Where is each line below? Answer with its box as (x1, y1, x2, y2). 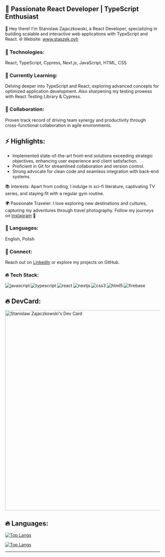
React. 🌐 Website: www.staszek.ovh (5, 36, 79, 42)
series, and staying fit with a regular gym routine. (5, 190, 105, 196)
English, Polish (5, 236, 35, 242)
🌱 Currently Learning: (5, 72, 58, 79)
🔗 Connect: (5, 248, 32, 255)
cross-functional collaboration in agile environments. (5, 122, 112, 128)
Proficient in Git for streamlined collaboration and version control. (12, 163, 145, 169)
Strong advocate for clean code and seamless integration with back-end (12, 168, 159, 174)
